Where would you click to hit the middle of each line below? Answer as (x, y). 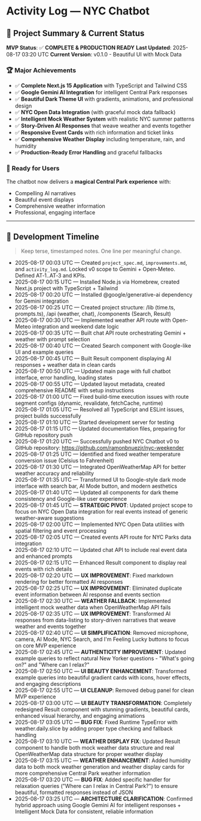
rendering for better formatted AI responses (69, 582)
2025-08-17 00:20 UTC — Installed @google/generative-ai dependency (103, 295)
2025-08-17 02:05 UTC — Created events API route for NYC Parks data (103, 537)
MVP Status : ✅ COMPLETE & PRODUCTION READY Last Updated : (89, 47)
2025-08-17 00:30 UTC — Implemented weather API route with (93, 320)
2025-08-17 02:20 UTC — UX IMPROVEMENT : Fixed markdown (94, 575)
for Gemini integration (42, 301)
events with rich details (43, 569)
